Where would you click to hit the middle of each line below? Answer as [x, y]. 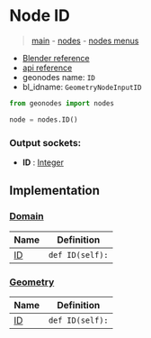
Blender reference [56, 58]
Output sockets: [45, 142]
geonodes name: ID [59, 77]
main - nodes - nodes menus [85, 41]
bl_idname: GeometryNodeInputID [82, 87]
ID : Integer [43, 162]
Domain [27, 216]
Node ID [40, 16]
